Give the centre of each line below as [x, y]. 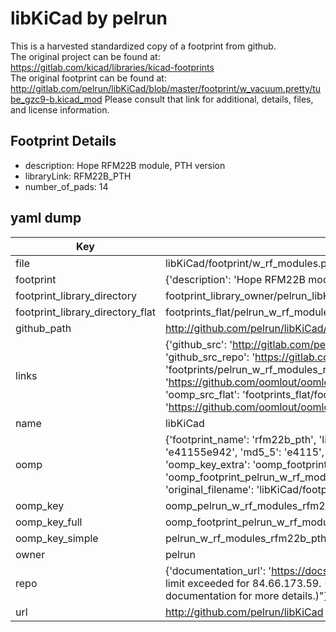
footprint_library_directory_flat [85, 312]
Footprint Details [63, 141]
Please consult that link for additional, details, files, [209, 99]
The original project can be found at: [85, 56]
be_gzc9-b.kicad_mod [56, 99]
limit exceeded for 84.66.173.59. [243, 583]
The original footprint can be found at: [88, 78]
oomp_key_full [49, 522]
